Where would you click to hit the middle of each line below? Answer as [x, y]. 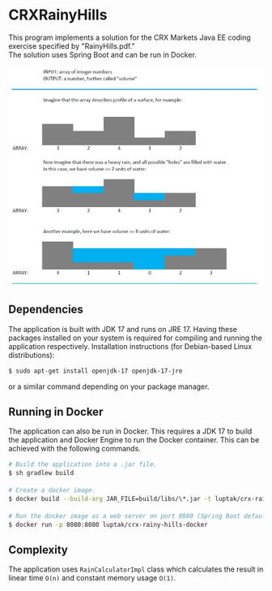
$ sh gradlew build [41, 473]
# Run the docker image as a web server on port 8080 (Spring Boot [125, 516]
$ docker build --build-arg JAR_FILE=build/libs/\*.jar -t [110, 498]
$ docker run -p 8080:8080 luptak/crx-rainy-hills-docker [108, 524]
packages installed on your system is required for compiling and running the [136, 338]
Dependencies [46, 310]
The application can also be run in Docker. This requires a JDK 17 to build [130, 431]
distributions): [32, 355]
